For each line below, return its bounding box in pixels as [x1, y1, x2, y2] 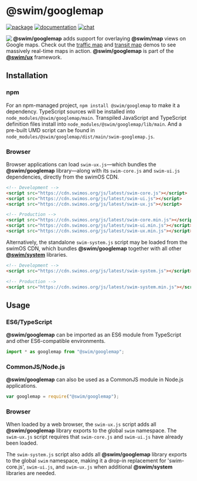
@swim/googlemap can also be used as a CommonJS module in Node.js [6, 376, 184, 383]
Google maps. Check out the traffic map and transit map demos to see [6, 41, 176, 48]
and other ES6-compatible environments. [6, 338, 106, 345]
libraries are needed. [6, 470, 56, 477]
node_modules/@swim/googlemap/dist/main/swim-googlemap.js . [6, 133, 155, 140]
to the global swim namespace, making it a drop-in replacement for [6, 457, 167, 465]
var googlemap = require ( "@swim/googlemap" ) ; [6, 393, 119, 400]
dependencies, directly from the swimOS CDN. [6, 173, 119, 180]
